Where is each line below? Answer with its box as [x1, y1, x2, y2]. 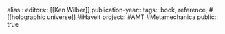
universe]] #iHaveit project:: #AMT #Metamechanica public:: [47, 13, 218, 21]
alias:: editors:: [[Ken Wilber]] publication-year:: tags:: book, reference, [7, 6, 208, 14]
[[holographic [7, 13, 46, 21]
